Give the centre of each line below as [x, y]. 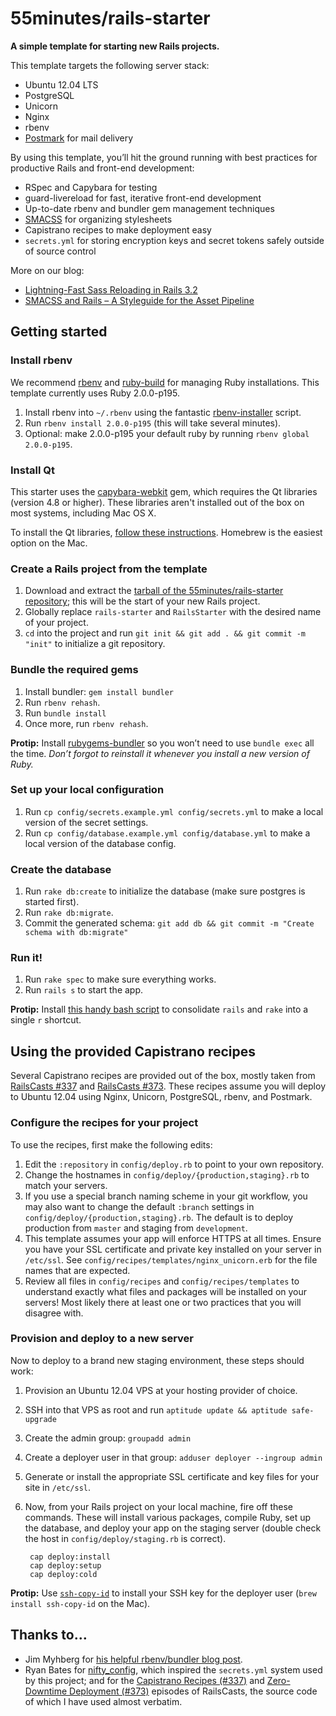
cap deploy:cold [63, 1574]
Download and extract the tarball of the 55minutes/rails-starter [154, 591]
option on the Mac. [49, 543]
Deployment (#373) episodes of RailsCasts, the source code [193, 1691]
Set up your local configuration [87, 790]
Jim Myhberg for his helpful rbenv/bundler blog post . [133, 1659]
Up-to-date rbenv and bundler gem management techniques [149, 208]
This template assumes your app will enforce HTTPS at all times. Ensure [173, 1238]
